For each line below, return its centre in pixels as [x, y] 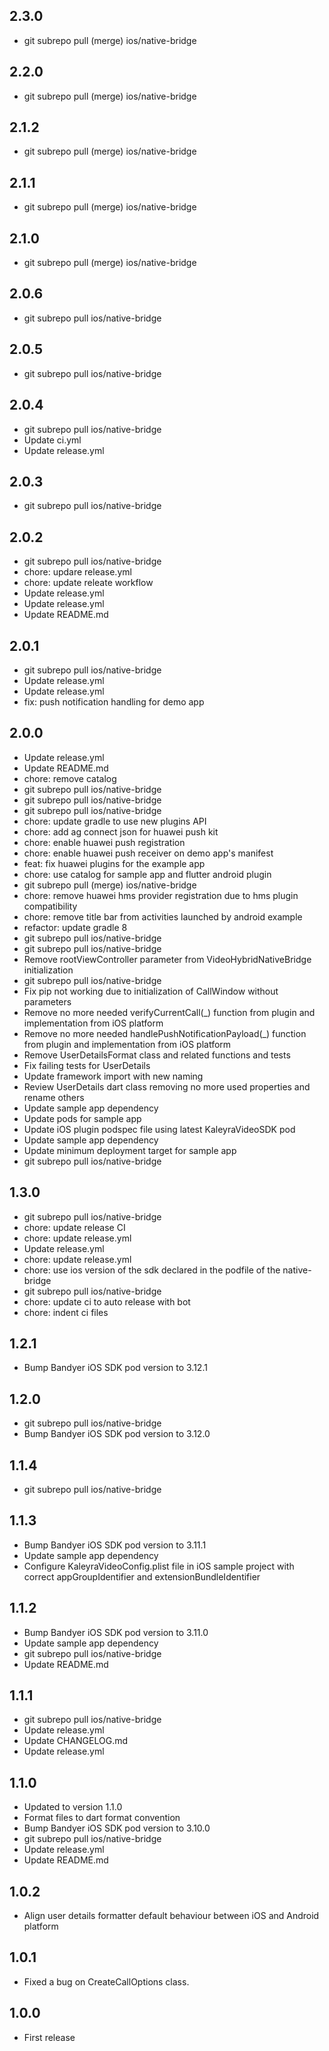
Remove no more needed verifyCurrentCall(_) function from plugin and [169, 1012]
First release [49, 2037]
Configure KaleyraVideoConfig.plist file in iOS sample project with [159, 1566]
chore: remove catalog [70, 778]
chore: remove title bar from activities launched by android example [163, 916]
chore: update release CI [74, 1227]
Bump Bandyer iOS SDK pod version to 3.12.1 [115, 1368]
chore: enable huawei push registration [104, 842]
